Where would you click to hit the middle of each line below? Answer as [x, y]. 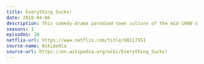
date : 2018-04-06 [28, 18]
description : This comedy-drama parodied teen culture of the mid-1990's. [104, 23]
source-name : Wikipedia [37, 46]
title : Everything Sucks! [39, 12]
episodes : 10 [23, 35]
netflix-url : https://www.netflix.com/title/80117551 [76, 40]
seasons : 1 [20, 29]
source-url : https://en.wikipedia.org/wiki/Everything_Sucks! [87, 52]
